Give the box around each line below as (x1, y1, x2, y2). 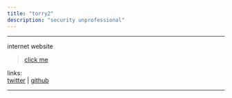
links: (7, 68, 23, 77)
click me (23, 55, 48, 63)
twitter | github (7, 76, 50, 84)
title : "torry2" (7, 10, 54, 17)
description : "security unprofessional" (7, 17, 126, 23)
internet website (7, 42, 54, 50)
